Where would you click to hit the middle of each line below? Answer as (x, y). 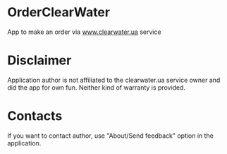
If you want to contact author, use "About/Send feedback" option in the (110, 136)
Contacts (35, 116)
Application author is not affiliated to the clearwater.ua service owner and (114, 80)
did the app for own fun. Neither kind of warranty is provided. (96, 87)
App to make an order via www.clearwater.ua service (84, 32)
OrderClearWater (59, 12)
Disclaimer (39, 60)
